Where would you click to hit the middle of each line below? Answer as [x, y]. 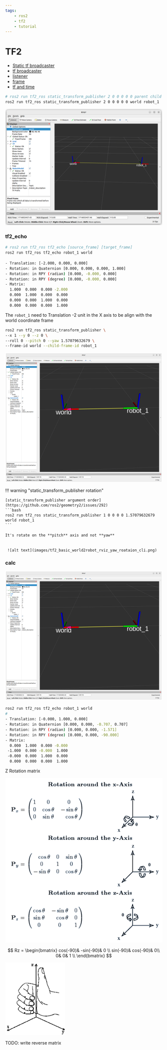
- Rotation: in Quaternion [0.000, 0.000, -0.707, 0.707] [67, 725]
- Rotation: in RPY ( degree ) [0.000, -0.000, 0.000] [61, 279]
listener [20, 76]
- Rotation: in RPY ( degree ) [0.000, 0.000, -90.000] [62, 735]
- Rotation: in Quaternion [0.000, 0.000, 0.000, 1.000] [66, 268]
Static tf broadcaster [33, 66]
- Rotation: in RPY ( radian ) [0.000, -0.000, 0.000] [61, 274]
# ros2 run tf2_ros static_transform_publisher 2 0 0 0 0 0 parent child [83, 97]
